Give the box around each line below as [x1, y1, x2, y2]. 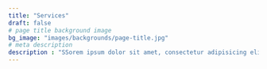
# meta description [8, 41, 73, 49]
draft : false [8, 19, 52, 27]
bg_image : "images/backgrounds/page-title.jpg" [8, 33, 169, 42]
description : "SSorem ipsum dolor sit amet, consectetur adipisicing [8, 48, 247, 56]
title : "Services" [8, 11, 69, 20]
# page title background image [8, 26, 112, 34]
